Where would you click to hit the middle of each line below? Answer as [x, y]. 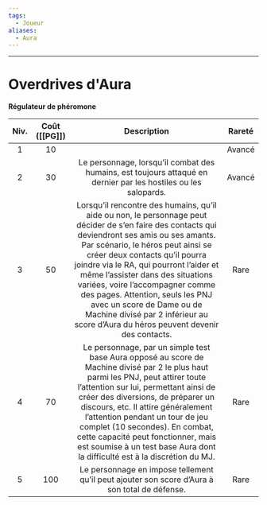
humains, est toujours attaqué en [147, 173]
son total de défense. [147, 490]
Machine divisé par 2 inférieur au [146, 315]
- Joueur [30, 23]
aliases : [23, 30]
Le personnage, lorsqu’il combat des [147, 162]
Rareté [241, 131]
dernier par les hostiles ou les [146, 182]
